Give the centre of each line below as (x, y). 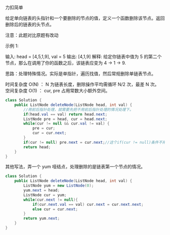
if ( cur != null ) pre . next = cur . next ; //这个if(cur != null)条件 (91, 142)
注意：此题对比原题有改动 (32, 35)
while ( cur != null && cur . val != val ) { (67, 124)
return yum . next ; (41, 218)
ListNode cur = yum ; (45, 195)
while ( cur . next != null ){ (51, 200)
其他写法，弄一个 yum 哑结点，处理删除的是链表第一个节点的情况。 (75, 167)
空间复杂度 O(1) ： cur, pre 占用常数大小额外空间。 (58, 91)
